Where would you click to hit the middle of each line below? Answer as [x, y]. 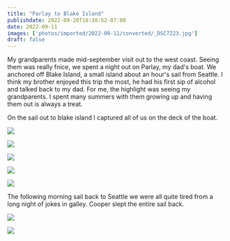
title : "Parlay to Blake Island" [56, 14]
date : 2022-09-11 [32, 27]
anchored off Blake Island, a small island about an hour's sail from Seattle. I [115, 75]
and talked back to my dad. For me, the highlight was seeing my [99, 89]
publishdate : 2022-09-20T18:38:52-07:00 [67, 20]
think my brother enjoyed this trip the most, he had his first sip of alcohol [112, 82]
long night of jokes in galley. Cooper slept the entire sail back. [96, 204]
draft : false [26, 40]
